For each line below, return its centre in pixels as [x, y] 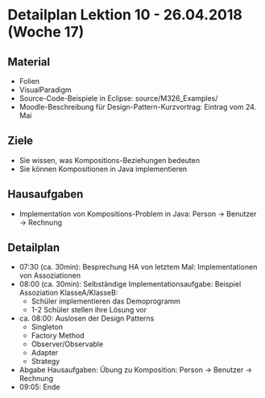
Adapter [45, 353]
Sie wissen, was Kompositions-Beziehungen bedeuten [110, 160]
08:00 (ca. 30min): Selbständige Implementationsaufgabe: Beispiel [130, 284]
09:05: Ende [39, 387]
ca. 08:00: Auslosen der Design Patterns [87, 318]
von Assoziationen [50, 275]
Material [29, 62]
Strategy [46, 362]
